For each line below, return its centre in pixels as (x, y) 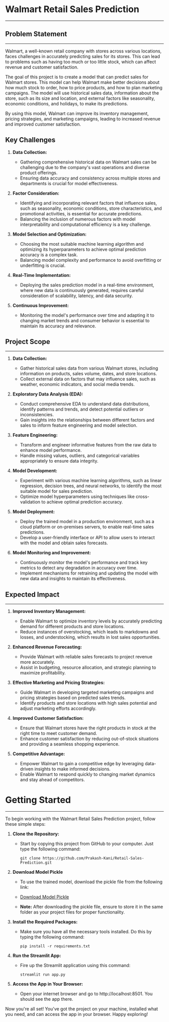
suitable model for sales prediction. (56, 491)
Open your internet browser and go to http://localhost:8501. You (86, 994)
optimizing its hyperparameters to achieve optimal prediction (83, 249)
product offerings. (39, 173)
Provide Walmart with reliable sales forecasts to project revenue (86, 657)
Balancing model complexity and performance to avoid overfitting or (91, 260)
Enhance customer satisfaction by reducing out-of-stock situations (89, 739)
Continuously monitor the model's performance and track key (84, 562)
